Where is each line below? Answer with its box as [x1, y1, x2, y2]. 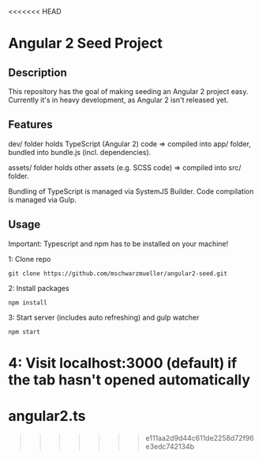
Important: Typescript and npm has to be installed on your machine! [8, 239, 229, 248]
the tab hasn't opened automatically [8, 371, 251, 388]
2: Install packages [8, 283, 69, 293]
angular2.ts [8, 407, 86, 425]
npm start [8, 327, 41, 335]
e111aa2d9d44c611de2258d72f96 [145, 433, 254, 442]
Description [8, 66, 67, 79]
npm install [8, 298, 47, 307]
